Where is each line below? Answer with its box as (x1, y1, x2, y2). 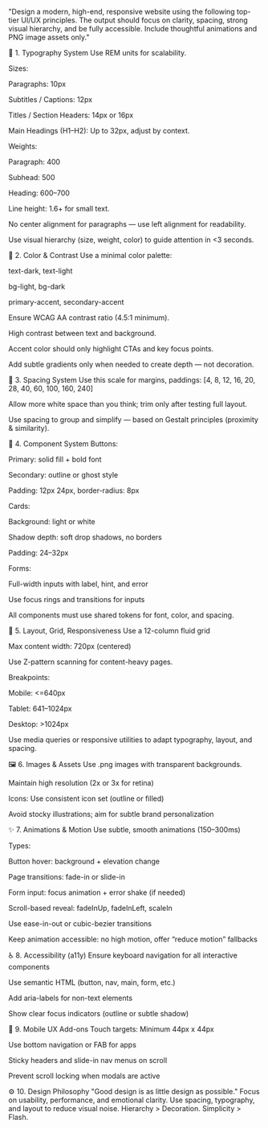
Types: (8, 841, 31, 851)
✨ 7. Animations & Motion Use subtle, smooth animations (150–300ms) (8, 825, 241, 835)
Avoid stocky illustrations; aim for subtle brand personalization (8, 810, 214, 818)
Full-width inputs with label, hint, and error (8, 579, 148, 589)
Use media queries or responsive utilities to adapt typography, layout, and (8, 735, 253, 744)
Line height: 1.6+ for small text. (8, 204, 110, 213)
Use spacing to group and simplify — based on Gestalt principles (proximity (8, 415, 259, 425)
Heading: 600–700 (8, 188, 71, 198)
